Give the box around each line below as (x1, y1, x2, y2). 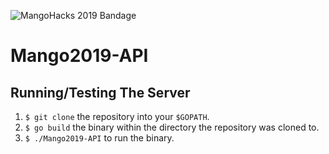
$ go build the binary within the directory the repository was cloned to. (24, 121, 320, 133)
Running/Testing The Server (10, 84, 191, 101)
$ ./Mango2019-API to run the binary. (24, 132, 175, 144)
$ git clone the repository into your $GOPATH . (24, 111, 210, 122)
